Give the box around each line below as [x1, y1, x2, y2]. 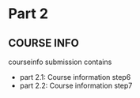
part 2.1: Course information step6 [19, 73, 131, 81]
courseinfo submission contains [8, 57, 112, 66]
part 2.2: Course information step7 [19, 81, 133, 90]
